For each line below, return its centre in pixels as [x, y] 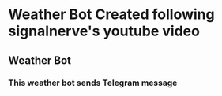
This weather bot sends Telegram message [93, 83]
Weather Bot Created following [111, 15]
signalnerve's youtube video [104, 31]
